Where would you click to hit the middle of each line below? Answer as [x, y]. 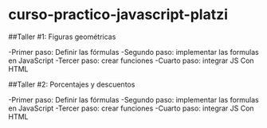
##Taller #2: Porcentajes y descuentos [72, 84]
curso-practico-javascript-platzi [118, 15]
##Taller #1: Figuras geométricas [62, 37]
